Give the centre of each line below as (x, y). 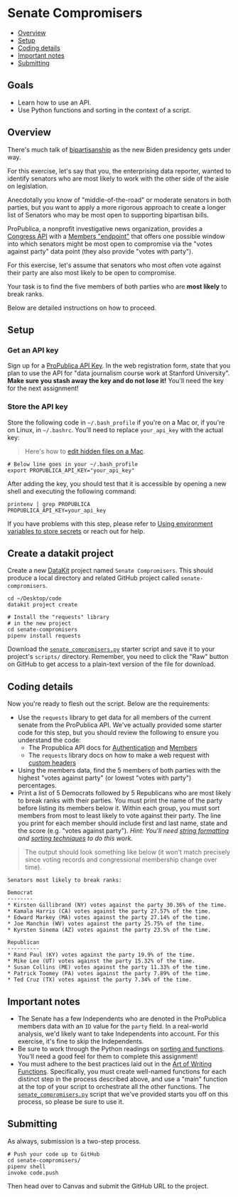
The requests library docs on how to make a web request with (119, 756)
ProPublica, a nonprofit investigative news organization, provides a (105, 228)
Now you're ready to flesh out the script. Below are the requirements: (109, 704)
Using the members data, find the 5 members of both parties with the (119, 771)
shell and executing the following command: (72, 491)
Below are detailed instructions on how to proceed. (82, 308)
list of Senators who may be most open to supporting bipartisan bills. (108, 215)
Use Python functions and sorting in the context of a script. (104, 110)
